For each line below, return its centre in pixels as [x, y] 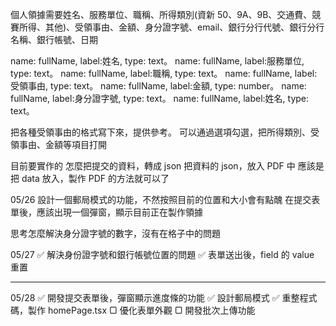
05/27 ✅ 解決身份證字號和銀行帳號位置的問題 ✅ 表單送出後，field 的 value [162, 254]
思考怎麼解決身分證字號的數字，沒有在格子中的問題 [115, 233]
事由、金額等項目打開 [62, 144]
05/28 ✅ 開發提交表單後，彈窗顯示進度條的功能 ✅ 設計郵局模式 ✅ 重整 [155, 297]
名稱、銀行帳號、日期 [54, 39]
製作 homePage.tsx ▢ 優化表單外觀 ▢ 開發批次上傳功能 [141, 310]
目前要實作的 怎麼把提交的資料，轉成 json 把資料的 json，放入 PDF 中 [153, 166]
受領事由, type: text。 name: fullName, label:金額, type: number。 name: [158, 86]
